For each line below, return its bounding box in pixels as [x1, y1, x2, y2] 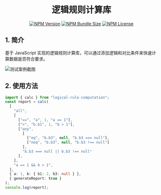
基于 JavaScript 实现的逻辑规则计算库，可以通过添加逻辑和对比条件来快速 [5, 49, 152, 56]
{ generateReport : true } [9, 176, 62, 181]
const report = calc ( [5, 99, 49, 104]
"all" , [14, 109, 27, 114]
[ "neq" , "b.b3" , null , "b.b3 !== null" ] [26, 140, 110, 145]
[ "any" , [17, 127, 34, 131]
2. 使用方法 [5, 82, 38, 90]
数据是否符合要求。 [9, 56, 48, 62]
